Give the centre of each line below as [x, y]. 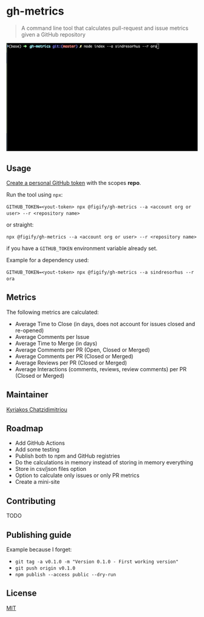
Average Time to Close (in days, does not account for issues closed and [105, 324]
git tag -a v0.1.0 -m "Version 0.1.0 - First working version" [97, 562]
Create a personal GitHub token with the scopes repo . [74, 183]
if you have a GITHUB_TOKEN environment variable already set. [82, 248]
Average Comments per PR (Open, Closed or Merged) [83, 350]
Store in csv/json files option [51, 469]
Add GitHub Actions [40, 443]
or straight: [20, 225]
